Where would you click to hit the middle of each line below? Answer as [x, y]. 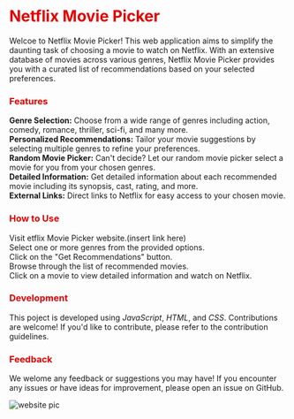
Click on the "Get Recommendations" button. [91, 256]
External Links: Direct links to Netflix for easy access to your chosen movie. [147, 195]
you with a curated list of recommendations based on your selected [132, 69]
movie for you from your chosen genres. [83, 168]
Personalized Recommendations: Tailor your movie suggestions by [132, 140]
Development [39, 298]
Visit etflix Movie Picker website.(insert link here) [98, 238]
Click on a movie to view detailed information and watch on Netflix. [131, 275]
